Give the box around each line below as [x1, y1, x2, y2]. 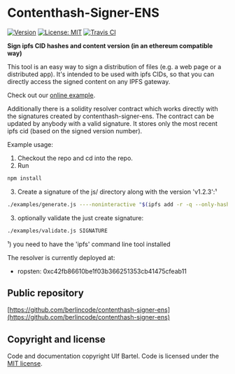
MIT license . [7, 359, 43, 368]
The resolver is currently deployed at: [7, 253, 115, 261]
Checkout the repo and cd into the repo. [17, 154, 133, 162]
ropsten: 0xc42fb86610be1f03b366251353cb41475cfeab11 [17, 267, 187, 275]
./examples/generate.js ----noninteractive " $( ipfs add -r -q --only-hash [7, 201, 230, 208]
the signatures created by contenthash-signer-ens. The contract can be [7, 112, 215, 120]
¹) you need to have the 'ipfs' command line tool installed [7, 240, 171, 248]
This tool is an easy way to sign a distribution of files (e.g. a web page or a [7, 62, 222, 71]
